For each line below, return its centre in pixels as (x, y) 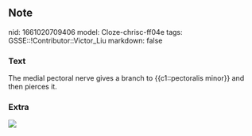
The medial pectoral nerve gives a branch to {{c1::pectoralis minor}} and (126, 78)
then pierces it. (33, 87)
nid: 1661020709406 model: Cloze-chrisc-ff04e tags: (95, 32)
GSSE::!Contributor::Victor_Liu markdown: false (85, 40)
